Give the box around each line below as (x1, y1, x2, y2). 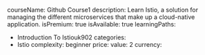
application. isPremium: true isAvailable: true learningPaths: (7, 20, 176, 28)
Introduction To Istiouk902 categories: (17, 33, 126, 41)
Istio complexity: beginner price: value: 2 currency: (17, 41, 162, 48)
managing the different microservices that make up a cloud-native (7, 13, 195, 21)
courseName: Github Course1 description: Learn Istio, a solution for (7, 6, 199, 14)
